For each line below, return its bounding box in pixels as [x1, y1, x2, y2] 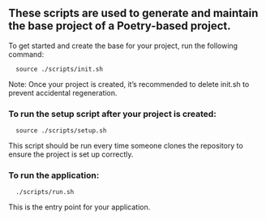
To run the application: [8, 170, 100, 181]
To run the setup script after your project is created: [8, 108, 217, 119]
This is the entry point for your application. [8, 202, 151, 212]
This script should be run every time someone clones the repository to [8, 141, 243, 151]
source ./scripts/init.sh [15, 65, 104, 73]
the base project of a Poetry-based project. [8, 19, 231, 33]
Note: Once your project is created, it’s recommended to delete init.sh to [8, 79, 250, 88]
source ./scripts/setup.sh [15, 127, 107, 135]
